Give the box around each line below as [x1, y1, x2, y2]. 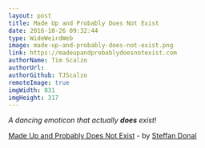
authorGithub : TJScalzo [8, 71, 88, 79]
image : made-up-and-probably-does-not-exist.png [8, 42, 174, 50]
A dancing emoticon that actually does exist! [8, 115, 157, 125]
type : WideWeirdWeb [8, 34, 74, 42]
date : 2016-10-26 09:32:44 [8, 26, 98, 34]
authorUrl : [8, 64, 45, 72]
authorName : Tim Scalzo [8, 57, 88, 65]
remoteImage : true [8, 78, 70, 86]
